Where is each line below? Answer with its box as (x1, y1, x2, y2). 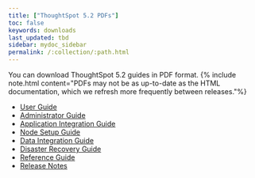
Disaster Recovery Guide (19, 144, 102, 153)
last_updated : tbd (8, 33, 69, 42)
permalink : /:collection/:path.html (8, 48, 129, 56)
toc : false (8, 19, 44, 27)
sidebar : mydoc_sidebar (8, 41, 87, 49)
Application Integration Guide (19, 119, 116, 128)
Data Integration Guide (19, 136, 94, 145)
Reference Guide (19, 153, 75, 162)
